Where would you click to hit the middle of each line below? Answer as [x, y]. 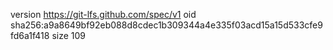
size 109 [69, 35]
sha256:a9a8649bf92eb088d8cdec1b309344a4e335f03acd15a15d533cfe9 [166, 25]
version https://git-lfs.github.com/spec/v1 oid [103, 14]
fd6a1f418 [30, 35]
